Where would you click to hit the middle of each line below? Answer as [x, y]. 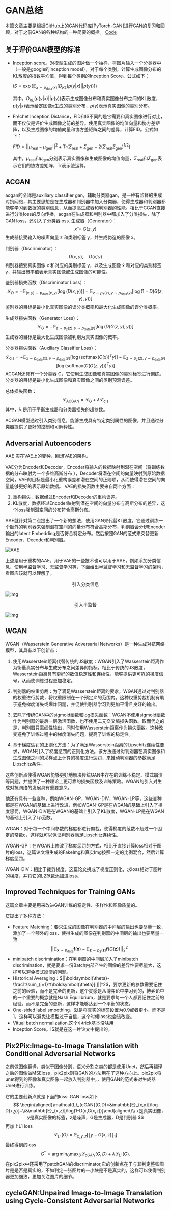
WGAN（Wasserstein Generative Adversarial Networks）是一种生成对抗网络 [85, 644]
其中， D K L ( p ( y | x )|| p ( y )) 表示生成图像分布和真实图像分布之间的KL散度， [86, 99]
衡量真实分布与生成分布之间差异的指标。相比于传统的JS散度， [82, 667]
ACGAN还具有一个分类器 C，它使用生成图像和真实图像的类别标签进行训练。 [84, 374]
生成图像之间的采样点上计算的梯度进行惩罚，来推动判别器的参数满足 [84, 757]
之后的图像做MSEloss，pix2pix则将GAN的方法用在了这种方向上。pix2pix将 [83, 1073]
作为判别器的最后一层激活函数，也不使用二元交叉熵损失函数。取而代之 [86, 721]
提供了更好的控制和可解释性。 [45, 427]
